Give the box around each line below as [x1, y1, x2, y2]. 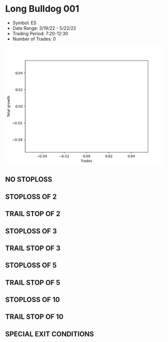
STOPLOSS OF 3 [5, 227, 57, 235]
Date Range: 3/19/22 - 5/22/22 [12, 25, 76, 31]
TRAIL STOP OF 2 [5, 210, 60, 218]
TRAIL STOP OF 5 [5, 278, 60, 287]
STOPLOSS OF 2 [5, 192, 57, 201]
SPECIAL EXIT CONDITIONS [5, 329, 94, 338]
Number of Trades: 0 [12, 36, 56, 42]
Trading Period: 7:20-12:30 [12, 30, 68, 36]
